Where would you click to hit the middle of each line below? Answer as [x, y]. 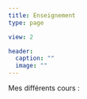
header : [21, 51]
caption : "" [35, 59]
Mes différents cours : [44, 88]
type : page [26, 23]
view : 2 [21, 37]
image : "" [31, 66]
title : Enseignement [42, 15]
